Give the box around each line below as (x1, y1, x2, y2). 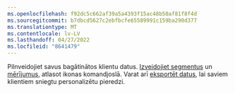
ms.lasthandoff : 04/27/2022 (7, 37, 90, 44)
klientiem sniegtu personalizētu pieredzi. (7, 77, 126, 85)
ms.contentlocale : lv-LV (7, 30, 80, 37)
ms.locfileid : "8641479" (7, 43, 80, 50)
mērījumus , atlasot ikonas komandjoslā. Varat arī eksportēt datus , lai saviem (7, 70, 228, 78)
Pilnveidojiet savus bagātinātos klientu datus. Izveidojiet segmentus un (7, 63, 213, 70)
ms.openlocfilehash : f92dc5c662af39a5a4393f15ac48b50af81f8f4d (7, 10, 198, 18)
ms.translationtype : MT (7, 23, 78, 30)
